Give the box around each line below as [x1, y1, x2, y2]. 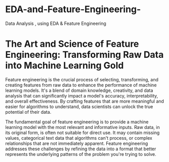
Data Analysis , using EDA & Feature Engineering [5, 20, 106, 26]
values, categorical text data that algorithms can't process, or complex [5, 135, 153, 141]
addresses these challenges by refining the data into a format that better [5, 146, 156, 152]
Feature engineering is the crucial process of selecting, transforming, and [5, 76, 158, 82]
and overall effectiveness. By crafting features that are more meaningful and [5, 98, 164, 104]
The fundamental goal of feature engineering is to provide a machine [5, 118, 149, 125]
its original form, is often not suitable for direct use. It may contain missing [5, 129, 160, 136]
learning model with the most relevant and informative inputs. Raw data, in [5, 124, 160, 130]
